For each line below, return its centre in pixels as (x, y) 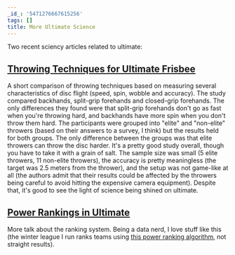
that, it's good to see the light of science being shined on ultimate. (103, 190)
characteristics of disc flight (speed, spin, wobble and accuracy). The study (117, 93)
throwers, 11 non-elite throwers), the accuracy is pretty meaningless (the (112, 161)
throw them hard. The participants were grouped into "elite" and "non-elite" (116, 123)
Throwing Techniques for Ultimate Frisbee (101, 68)
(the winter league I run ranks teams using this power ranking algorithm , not (117, 237)
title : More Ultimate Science (52, 27)
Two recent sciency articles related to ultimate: (75, 47)
